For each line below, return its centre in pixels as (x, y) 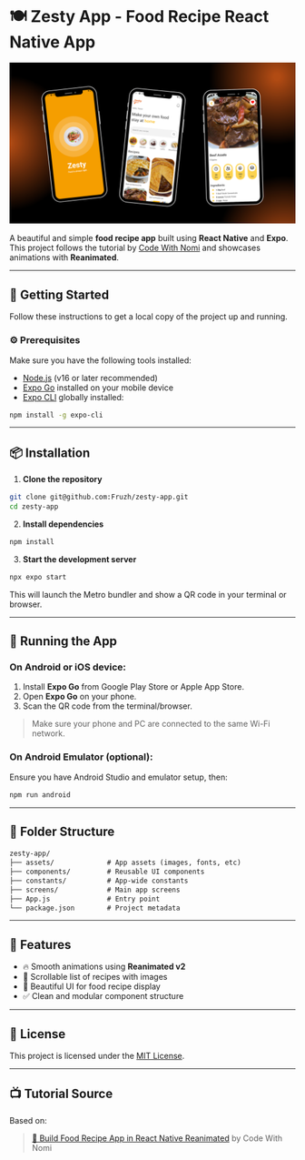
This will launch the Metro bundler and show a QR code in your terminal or (148, 594)
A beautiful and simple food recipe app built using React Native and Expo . (149, 238)
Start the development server (79, 559)
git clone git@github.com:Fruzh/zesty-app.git (99, 497)
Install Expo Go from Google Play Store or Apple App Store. (133, 687)
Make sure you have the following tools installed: (101, 360)
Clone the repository (62, 479)
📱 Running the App (64, 641)
